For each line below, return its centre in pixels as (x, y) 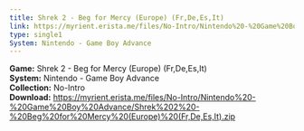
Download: (30, 98)
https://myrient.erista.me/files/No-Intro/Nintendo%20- (154, 98)
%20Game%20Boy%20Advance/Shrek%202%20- (105, 107)
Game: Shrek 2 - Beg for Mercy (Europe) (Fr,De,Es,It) (109, 69)
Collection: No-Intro (47, 88)
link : (19, 26)
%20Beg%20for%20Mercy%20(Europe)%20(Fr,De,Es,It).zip (123, 117)
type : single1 (36, 34)
